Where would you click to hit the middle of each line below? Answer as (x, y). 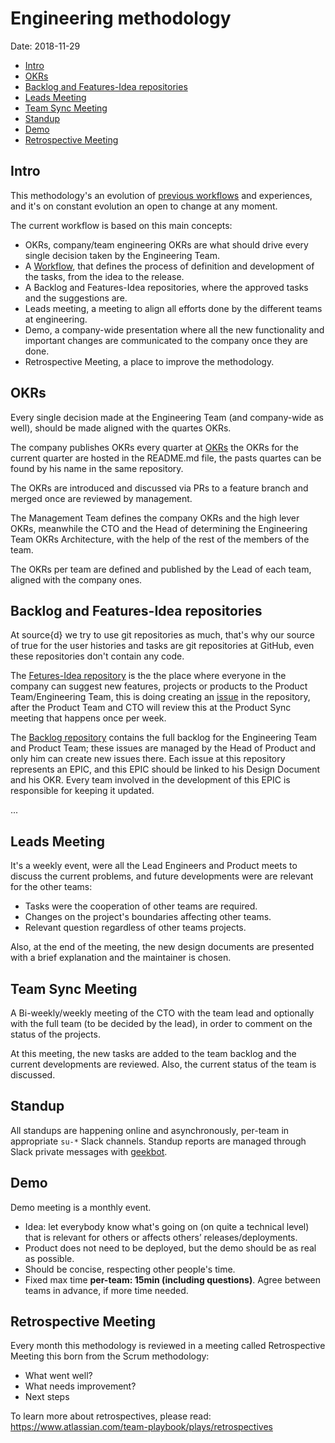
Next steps (47, 1397)
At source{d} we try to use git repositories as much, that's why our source (163, 635)
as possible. (49, 1258)
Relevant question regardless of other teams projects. (135, 928)
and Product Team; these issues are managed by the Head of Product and (163, 748)
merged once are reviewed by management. (101, 498)
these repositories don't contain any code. (97, 656)
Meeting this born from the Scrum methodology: (110, 1356)
